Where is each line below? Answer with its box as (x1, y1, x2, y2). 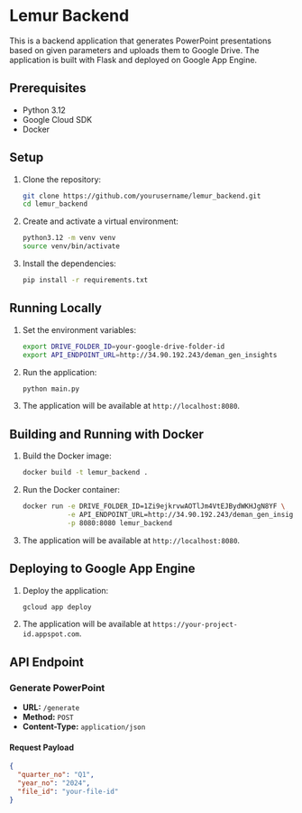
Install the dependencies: (22, 258, 117, 269)
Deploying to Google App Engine (9, 561, 196, 577)
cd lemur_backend (22, 199, 88, 208)
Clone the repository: (22, 173, 102, 185)
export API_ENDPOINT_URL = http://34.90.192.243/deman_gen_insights (22, 350, 278, 359)
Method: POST (22, 712, 74, 723)
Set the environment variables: (22, 324, 137, 335)
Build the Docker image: (22, 450, 113, 461)
